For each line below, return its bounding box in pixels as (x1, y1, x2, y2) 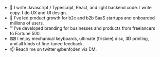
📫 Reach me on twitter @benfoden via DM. (9, 46, 97, 52)
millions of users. (9, 20, 44, 26)
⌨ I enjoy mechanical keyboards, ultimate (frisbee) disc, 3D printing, (9, 36, 149, 41)
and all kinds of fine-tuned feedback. (9, 41, 84, 46)
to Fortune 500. (9, 31, 41, 36)
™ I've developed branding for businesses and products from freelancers (9, 25, 156, 31)
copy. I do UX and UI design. (9, 10, 67, 16)
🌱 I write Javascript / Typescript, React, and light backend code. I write (9, 5, 152, 10)
